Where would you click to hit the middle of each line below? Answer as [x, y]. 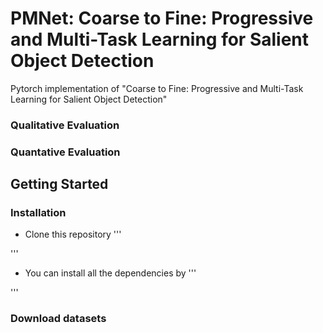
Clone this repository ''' [73, 234]
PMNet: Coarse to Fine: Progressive [162, 18]
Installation [38, 213]
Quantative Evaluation [65, 152]
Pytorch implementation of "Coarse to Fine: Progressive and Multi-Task [157, 88]
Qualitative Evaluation [65, 125]
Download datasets [58, 319]
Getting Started [59, 184]
